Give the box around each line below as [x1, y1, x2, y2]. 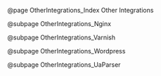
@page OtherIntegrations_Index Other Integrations [7, 6, 154, 14]
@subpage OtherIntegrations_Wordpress [7, 47, 126, 55]
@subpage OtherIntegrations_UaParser [7, 61, 121, 69]
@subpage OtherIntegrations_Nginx [7, 20, 111, 27]
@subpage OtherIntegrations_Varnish [7, 33, 116, 42]
